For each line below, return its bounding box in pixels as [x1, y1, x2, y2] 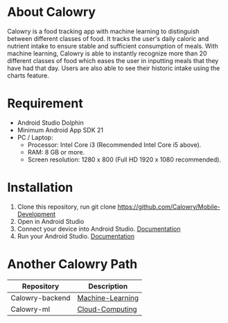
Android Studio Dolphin [17, 119, 85, 127]
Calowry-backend [10, 293, 71, 302]
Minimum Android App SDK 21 [17, 125, 104, 134]
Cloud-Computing [77, 304, 137, 314]
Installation [7, 180, 73, 195]
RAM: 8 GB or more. [27, 148, 85, 156]
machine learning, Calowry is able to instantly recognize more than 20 [7, 49, 207, 58]
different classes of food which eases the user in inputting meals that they [7, 56, 219, 64]
